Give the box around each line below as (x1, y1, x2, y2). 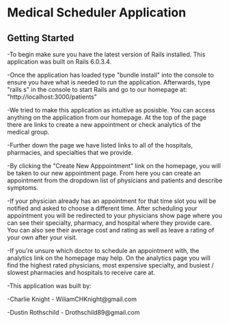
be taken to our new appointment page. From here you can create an (7, 169, 201, 177)
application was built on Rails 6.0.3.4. (7, 58, 111, 66)
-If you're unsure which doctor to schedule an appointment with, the (7, 247, 200, 254)
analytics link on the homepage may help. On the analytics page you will (7, 254, 211, 262)
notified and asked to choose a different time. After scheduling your (7, 204, 198, 212)
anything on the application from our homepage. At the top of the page (7, 113, 207, 121)
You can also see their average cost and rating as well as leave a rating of (7, 226, 215, 234)
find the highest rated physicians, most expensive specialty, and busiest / (7, 261, 214, 269)
